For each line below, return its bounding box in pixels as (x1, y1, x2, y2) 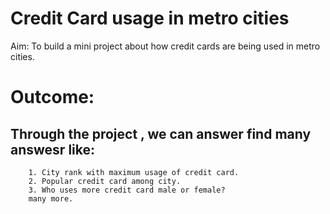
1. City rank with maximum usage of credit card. (28, 167, 240, 177)
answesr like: (10, 141, 96, 158)
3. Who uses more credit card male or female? (28, 185, 226, 195)
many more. (28, 193, 74, 204)
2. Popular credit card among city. (28, 176, 182, 186)
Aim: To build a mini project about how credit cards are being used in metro (10, 40, 321, 52)
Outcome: (10, 86, 95, 109)
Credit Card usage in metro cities (10, 7, 290, 30)
